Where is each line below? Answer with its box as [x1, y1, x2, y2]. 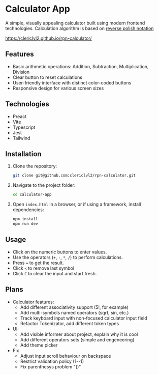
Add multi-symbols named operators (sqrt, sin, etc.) [20, 309, 129, 315]
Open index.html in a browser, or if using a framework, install [12, 201, 141, 208]
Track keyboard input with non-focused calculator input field [20, 315, 147, 321]
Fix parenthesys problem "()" [20, 363, 81, 369]
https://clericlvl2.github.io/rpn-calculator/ [5, 35, 92, 41]
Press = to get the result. [12, 259, 64, 266]
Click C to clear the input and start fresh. [12, 270, 97, 276]
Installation [5, 150, 42, 158]
